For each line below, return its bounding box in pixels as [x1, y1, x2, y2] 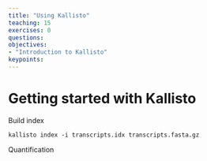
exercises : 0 [8, 26, 51, 34]
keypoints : [8, 56, 44, 64]
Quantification [8, 144, 55, 154]
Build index [8, 115, 45, 125]
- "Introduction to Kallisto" [8, 48, 108, 56]
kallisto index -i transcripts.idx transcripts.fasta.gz [8, 131, 200, 139]
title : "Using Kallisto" [8, 11, 90, 20]
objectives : [8, 41, 47, 49]
